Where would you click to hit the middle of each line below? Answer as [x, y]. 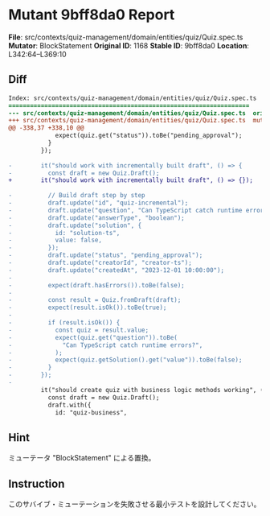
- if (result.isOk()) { [64, 323]
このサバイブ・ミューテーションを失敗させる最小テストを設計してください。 [135, 504]
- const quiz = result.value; [79, 330]
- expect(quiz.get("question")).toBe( [93, 337]
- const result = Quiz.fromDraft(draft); [95, 300]
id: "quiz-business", [91, 412]
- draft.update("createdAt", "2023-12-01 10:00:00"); [117, 270]
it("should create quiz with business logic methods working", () [154, 390]
